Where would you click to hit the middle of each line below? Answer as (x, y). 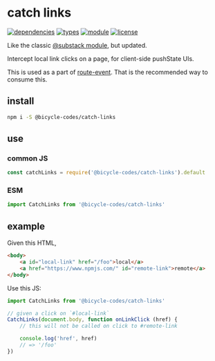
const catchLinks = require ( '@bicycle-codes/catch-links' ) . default (106, 173)
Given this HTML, (32, 243)
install (21, 101)
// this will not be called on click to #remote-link (99, 326)
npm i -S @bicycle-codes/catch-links (62, 117)
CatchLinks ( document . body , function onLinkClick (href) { (92, 320)
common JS (28, 158)
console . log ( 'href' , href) (58, 339)
